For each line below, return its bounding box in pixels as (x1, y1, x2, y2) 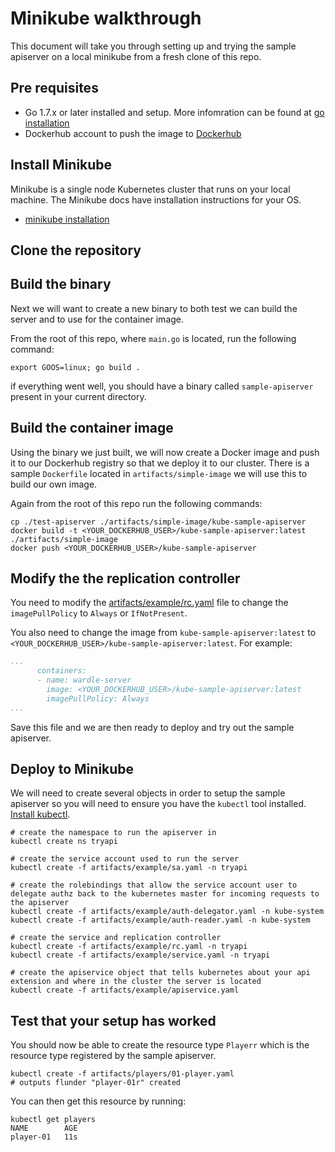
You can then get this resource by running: (10, 1095, 187, 1107)
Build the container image (10, 420, 174, 437)
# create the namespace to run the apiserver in (10, 828, 217, 838)
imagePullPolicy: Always (46, 693, 150, 704)
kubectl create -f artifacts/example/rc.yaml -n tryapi (10, 942, 248, 952)
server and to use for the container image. (10, 313, 185, 325)
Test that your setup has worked (10, 1012, 217, 1029)
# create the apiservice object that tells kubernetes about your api (10, 968, 311, 978)
